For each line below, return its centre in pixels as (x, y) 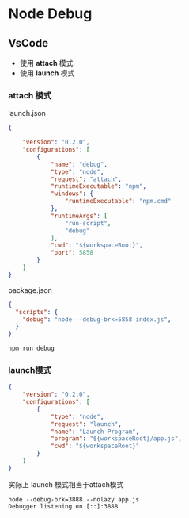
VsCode (28, 43)
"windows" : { (72, 194)
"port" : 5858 (72, 253)
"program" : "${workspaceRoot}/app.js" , (116, 439)
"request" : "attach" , (86, 179)
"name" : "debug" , (79, 164)
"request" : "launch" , (86, 424)
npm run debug (32, 349)
